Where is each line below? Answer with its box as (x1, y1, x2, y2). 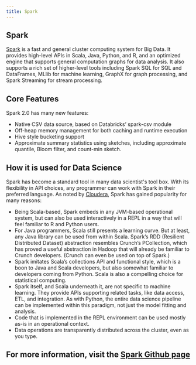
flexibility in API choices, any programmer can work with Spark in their (6, 185, 176, 192)
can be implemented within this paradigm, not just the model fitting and (14, 302, 187, 309)
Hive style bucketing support (14, 133, 85, 141)
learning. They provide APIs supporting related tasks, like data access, (14, 289, 185, 296)
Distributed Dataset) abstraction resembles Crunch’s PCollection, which (14, 240, 187, 247)
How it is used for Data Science (6, 162, 122, 173)
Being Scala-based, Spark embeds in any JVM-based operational (14, 209, 173, 216)
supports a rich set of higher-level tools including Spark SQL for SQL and (6, 64, 182, 71)
